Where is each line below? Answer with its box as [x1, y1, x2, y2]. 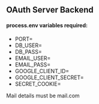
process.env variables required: [6, 21, 88, 29]
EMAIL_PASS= [14, 60, 51, 68]
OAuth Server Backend [6, 5, 94, 15]
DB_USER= [14, 42, 42, 49]
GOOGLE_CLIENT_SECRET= [14, 74, 84, 81]
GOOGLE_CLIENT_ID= [14, 67, 70, 74]
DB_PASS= [14, 48, 42, 55]
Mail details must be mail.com [6, 92, 80, 99]
